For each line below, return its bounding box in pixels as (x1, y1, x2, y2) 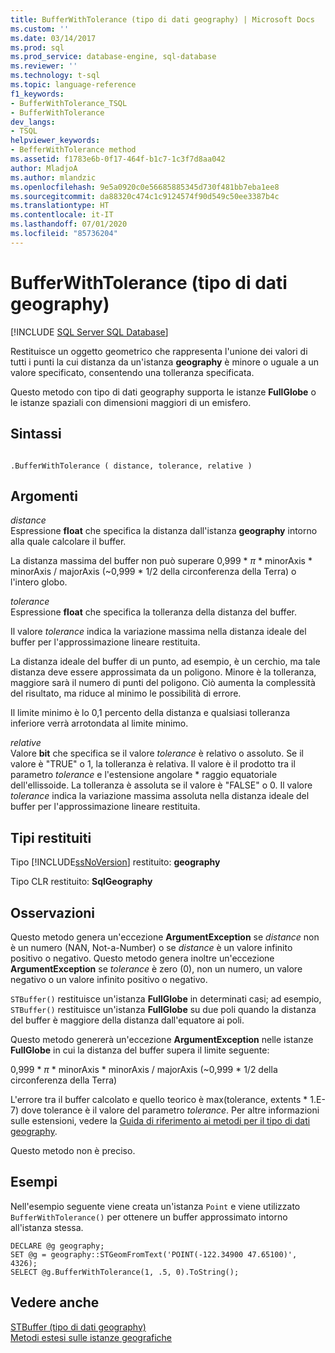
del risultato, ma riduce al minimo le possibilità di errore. (10, 687, 242, 700)
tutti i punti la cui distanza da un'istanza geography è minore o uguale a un (10, 356, 320, 368)
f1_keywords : (10, 89, 65, 99)
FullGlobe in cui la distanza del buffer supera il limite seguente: (10, 1044, 270, 1056)
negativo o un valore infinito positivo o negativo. (10, 973, 208, 985)
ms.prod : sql (10, 42, 65, 53)
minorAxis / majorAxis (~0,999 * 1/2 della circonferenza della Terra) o (10, 566, 297, 578)
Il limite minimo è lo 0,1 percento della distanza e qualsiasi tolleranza (10, 707, 291, 719)
